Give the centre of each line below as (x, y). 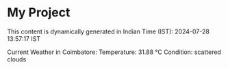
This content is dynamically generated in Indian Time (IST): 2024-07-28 (109, 31)
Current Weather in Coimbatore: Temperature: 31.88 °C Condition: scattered (114, 52)
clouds (17, 59)
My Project (39, 13)
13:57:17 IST (24, 38)
